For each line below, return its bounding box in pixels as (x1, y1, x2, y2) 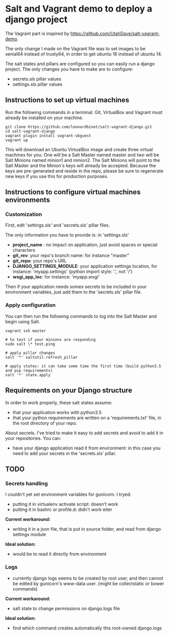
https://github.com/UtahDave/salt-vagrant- (70, 30, 160, 36)
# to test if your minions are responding (5, 337, 96, 342)
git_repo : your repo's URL (12, 258, 67, 264)
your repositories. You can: (5, 435, 62, 441)
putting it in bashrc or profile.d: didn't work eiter (12, 506, 112, 512)
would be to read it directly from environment (12, 551, 107, 557)
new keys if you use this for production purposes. (5, 173, 108, 179)
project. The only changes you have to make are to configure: (5, 66, 134, 72)
